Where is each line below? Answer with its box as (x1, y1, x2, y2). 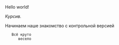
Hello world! (5, 4, 29, 10)
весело (17, 36, 32, 41)
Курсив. (5, 14, 22, 19)
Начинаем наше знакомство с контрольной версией (5, 23, 115, 29)
